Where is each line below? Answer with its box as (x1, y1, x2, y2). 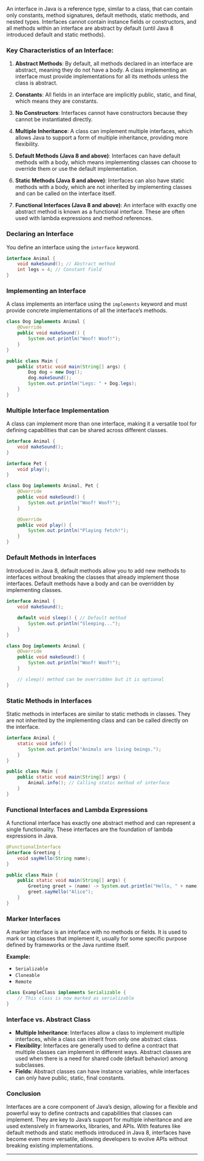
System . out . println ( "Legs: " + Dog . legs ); (28, 381, 137, 387)
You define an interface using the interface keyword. (6, 243, 140, 251)
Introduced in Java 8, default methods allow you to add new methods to (6, 567, 186, 574)
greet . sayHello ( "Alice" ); (28, 889, 94, 895)
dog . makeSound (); (28, 375, 72, 381)
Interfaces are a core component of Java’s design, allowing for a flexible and (6, 1103, 198, 1111)
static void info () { (17, 740, 72, 746)
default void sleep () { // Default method (17, 615, 126, 621)
